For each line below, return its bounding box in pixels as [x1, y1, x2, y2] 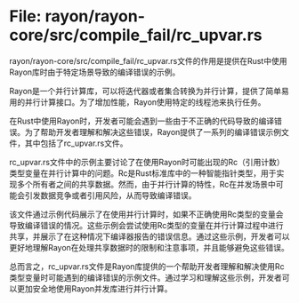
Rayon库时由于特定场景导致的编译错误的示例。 [9, 67, 181, 77]
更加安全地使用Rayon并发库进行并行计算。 [16, 283, 173, 294]
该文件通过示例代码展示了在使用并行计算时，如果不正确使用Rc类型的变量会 [9, 209, 284, 219]
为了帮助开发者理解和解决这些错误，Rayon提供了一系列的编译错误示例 [24, 126, 282, 137]
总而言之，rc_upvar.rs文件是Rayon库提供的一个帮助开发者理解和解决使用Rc [9, 260, 285, 272]
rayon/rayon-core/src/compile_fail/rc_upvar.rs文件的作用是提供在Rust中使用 [9, 55, 287, 66]
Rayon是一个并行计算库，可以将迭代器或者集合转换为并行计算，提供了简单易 [9, 85, 289, 96]
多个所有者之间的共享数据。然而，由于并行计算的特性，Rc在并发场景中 [16, 179, 276, 189]
